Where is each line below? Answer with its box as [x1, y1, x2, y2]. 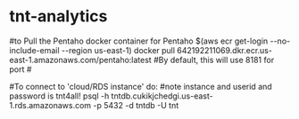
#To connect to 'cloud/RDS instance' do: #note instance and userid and [9, 81, 272, 91]
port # [9, 64, 32, 75]
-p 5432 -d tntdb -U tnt [93, 99, 179, 110]
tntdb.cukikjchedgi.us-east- [111, 91, 213, 101]
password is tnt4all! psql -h [9, 91, 110, 101]
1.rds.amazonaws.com [9, 99, 92, 110]
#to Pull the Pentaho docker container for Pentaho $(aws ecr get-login [9, 36, 269, 46]
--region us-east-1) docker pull [61, 44, 176, 55]
